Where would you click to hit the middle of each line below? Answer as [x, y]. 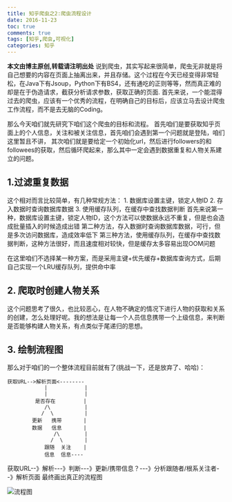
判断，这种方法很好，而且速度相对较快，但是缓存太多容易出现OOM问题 [114, 243]
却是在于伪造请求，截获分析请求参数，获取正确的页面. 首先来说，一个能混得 [115, 92]
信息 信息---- [64, 455]
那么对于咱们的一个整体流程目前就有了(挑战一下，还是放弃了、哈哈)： [106, 367]
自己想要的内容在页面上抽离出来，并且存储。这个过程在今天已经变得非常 [110, 75]
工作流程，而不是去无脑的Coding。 [57, 109]
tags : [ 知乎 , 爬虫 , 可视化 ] [41, 39]
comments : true [29, 33]
